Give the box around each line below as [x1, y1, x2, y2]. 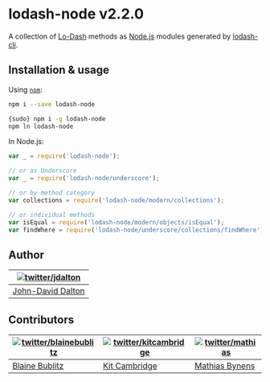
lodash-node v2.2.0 [8, 5, 145, 23]
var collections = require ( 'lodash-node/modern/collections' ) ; [8, 196, 225, 204]
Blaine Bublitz [12, 360, 64, 371]
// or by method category [8, 189, 95, 197]
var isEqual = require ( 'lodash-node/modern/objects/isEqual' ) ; [8, 218, 225, 226]
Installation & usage [8, 64, 110, 77]
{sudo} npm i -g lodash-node [8, 114, 106, 123]
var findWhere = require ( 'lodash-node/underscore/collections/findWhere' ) [8, 226, 264, 234]
